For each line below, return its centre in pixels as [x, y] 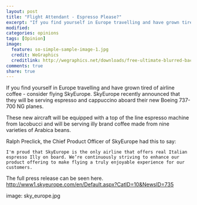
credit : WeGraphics [35, 55]
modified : [18, 28]
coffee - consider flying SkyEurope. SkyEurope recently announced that [93, 94]
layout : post [22, 11]
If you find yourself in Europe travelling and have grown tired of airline [90, 88]
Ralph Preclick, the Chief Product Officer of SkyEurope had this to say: [91, 141]
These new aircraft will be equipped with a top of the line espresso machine [98, 118]
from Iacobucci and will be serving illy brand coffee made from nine [88, 124]
